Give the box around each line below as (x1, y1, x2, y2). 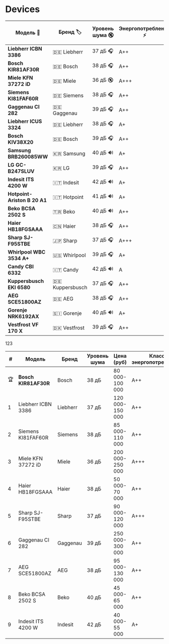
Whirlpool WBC (8, 249, 46, 256)
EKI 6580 (8, 284, 31, 291)
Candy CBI (8, 263, 34, 270)
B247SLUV (8, 168, 35, 175)
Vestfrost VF (8, 321, 39, 328)
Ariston (8, 196, 26, 204)
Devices (5, 4, 40, 15)
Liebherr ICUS (8, 118, 42, 125)
